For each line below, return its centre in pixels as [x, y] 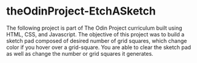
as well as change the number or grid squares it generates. [80, 53]
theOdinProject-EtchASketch [81, 11]
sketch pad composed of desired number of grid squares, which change [97, 41]
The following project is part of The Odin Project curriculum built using [94, 28]
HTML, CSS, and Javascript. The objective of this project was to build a [95, 34]
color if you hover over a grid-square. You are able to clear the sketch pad [99, 47]
